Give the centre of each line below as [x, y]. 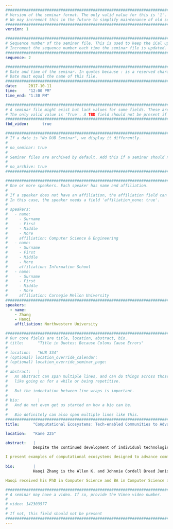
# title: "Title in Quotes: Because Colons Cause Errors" [75, 343]
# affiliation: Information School [48, 267]
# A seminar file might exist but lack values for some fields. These [83, 110]
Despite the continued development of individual [87, 448]
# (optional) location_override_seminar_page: [56, 362]
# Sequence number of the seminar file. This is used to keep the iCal [84, 43]
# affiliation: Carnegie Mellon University [57, 296]
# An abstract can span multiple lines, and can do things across [80, 376]
